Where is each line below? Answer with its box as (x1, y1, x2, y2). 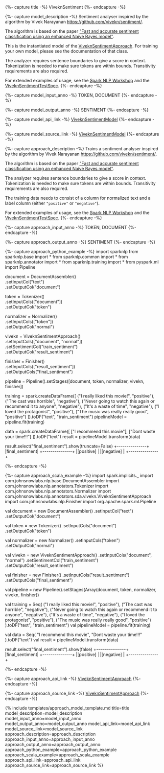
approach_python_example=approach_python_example (5, 747, 117, 752)
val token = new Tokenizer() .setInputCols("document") (5, 523, 117, 528)
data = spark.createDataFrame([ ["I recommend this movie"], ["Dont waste (5, 428, 156, 434)
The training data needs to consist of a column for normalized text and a (5, 195, 151, 201)
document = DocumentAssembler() (5, 274, 77, 280)
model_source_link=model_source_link (5, 726, 83, 731)
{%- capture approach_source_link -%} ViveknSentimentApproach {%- (5, 690, 149, 696)
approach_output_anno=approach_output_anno (5, 742, 101, 747)
